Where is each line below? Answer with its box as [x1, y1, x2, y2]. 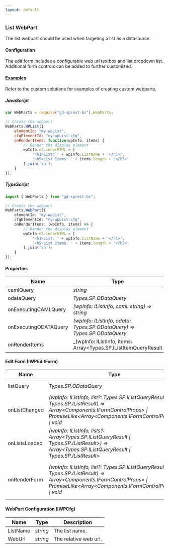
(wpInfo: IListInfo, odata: [73, 317, 131, 324]
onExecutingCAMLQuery [8, 306, 66, 313]
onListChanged [8, 406, 44, 413]
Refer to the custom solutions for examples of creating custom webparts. [5, 86, 157, 92]
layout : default [5, 7, 39, 13]
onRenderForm [8, 476, 43, 483]
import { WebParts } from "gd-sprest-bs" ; [5, 194, 96, 199]
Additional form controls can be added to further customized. [5, 63, 132, 69]
